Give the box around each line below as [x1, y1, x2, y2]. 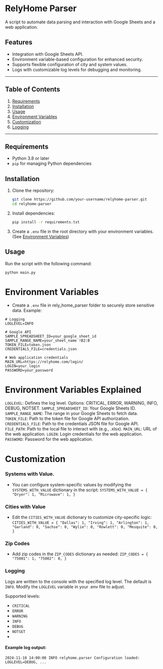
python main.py [5, 270, 36, 275]
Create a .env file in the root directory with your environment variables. [12, 228, 154, 234]
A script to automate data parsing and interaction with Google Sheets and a [5, 19, 156, 25]
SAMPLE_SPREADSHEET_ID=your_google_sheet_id [5, 334, 97, 339]
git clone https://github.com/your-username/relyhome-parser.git [12, 197, 147, 202]
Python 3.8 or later [12, 155, 49, 161]
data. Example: [12, 308, 42, 313]
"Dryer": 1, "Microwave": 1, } [12, 492, 76, 497]
